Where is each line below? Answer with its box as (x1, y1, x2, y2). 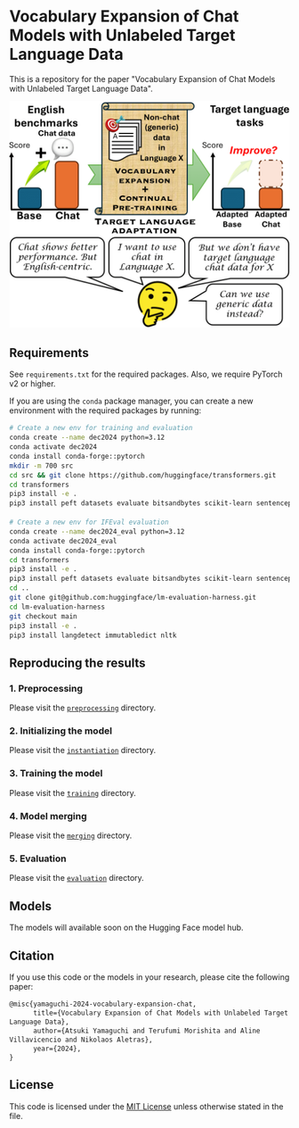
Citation (9, 948, 55, 963)
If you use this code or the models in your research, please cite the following (9, 971, 290, 983)
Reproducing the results (9, 655, 146, 670)
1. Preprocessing (9, 682, 83, 694)
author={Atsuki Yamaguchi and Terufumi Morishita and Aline (32, 1026, 261, 1035)
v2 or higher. (9, 378, 56, 389)
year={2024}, (32, 1044, 82, 1053)
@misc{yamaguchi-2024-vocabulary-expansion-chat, (9, 999, 198, 1008)
